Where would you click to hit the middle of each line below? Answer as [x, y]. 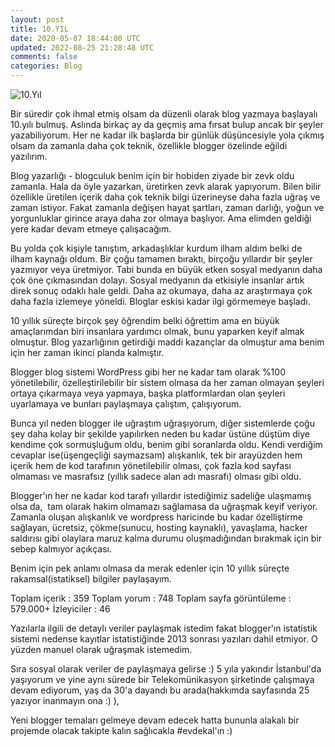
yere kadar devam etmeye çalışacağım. [91, 229]
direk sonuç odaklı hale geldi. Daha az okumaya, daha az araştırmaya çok [161, 290]
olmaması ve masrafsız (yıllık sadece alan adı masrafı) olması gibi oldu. [156, 476]
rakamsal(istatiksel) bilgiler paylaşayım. [91, 579]
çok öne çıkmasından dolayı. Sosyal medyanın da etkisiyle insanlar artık [157, 280]
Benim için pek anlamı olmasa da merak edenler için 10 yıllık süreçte [150, 568]
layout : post [37, 19]
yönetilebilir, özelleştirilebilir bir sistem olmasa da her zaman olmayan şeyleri [167, 382]
